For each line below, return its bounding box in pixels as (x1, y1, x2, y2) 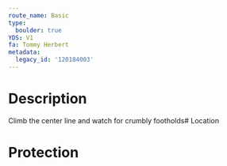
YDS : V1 (8, 33, 34, 42)
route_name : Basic (8, 11, 69, 20)
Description (8, 90, 87, 108)
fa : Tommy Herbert (8, 41, 69, 49)
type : (8, 19, 26, 27)
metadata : (8, 48, 41, 56)
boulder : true (15, 26, 62, 34)
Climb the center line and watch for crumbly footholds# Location (8, 115, 220, 125)
